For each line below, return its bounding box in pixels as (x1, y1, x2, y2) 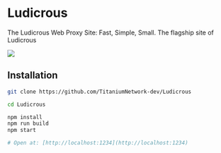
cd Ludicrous (7, 101, 46, 108)
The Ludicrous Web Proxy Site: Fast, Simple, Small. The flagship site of (7, 28, 215, 37)
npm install (7, 114, 42, 121)
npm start (7, 127, 37, 134)
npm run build (7, 120, 50, 128)
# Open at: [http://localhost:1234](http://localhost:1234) (7, 140, 189, 147)
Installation (7, 69, 58, 82)
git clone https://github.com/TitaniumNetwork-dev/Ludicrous (7, 88, 192, 95)
